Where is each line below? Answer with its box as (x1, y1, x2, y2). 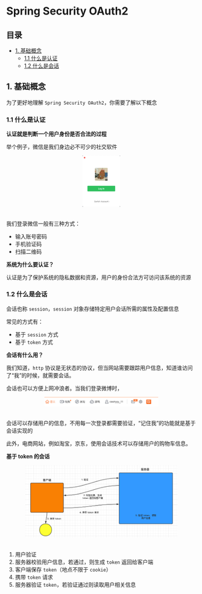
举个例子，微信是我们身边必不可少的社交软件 (6, 144, 118, 151)
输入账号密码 (14, 233, 47, 240)
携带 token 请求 (14, 573, 53, 581)
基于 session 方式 (14, 331, 58, 338)
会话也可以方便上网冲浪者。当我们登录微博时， (6, 384, 122, 392)
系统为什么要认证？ (6, 260, 54, 268)
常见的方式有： (6, 318, 43, 325)
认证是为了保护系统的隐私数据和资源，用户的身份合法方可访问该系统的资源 (6, 274, 191, 281)
